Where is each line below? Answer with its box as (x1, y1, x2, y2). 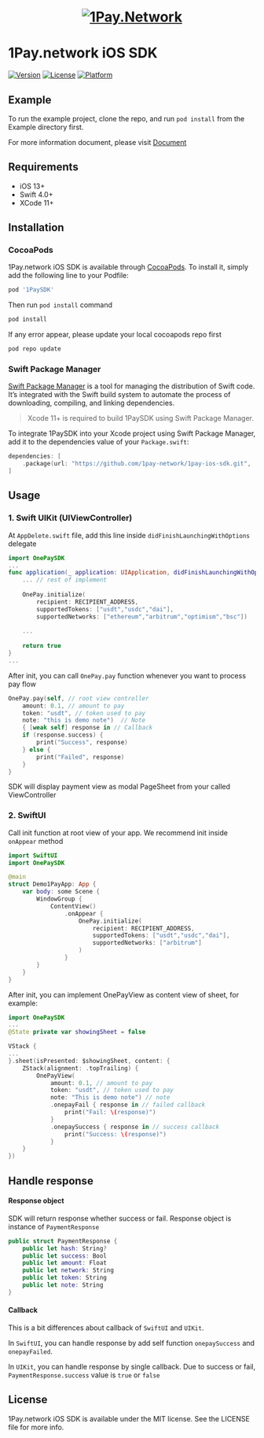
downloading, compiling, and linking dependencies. (8, 398, 175, 408)
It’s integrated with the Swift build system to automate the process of (8, 390, 231, 399)
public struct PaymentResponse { (8, 1237, 118, 1245)
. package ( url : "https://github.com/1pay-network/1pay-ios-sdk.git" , (22, 460, 251, 468)
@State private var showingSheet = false (8, 1028, 146, 1036)
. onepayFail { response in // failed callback (49, 1101, 206, 1109)
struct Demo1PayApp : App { (8, 880, 97, 889)
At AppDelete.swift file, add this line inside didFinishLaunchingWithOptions (8, 530, 250, 540)
